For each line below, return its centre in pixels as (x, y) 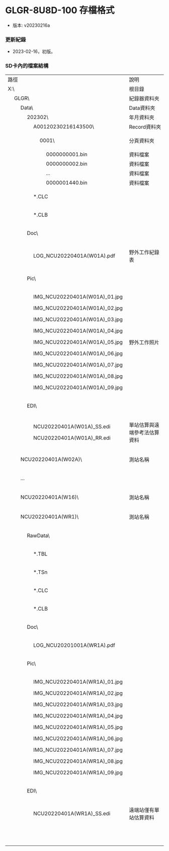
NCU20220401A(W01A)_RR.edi (72, 438)
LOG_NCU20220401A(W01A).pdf (74, 256)
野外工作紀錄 (144, 252)
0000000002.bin (67, 163)
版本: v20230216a (31, 25)
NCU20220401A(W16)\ (50, 497)
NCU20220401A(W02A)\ (51, 459)
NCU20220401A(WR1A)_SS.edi (72, 813)
